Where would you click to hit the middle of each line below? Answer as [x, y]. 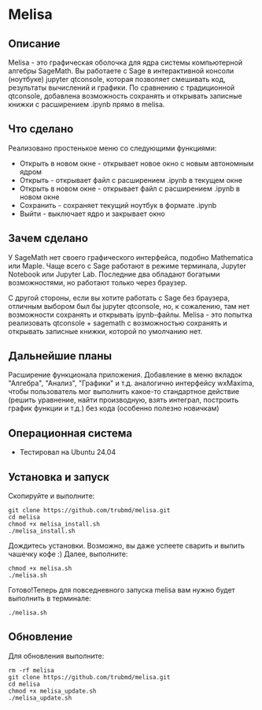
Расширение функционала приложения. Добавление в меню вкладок [125, 375]
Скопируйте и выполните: [52, 496]
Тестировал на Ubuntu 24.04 [68, 452]
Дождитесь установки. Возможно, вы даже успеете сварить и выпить [127, 546]
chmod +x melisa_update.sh [52, 691]
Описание [34, 44]
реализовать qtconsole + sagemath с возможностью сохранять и [118, 323]
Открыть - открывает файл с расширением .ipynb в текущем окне [131, 180]
